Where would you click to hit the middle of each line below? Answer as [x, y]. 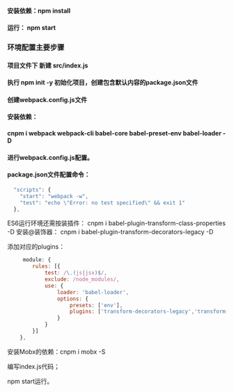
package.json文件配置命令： [49, 174]
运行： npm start [32, 28]
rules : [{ [46, 267]
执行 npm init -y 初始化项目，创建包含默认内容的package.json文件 [103, 83]
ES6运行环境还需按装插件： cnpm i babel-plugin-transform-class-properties [117, 223]
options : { [73, 299]
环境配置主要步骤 [36, 47]
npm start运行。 [30, 381]
